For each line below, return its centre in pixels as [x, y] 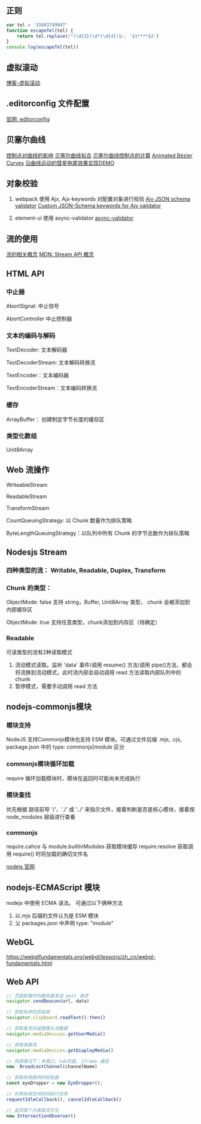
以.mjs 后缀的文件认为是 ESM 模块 [57, 916]
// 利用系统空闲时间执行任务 [37, 1094]
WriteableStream [27, 484]
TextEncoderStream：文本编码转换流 [52, 388]
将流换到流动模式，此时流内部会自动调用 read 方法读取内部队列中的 [98, 672]
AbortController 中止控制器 [39, 319]
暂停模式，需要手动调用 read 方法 [56, 686]
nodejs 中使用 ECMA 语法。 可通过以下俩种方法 [64, 902]
